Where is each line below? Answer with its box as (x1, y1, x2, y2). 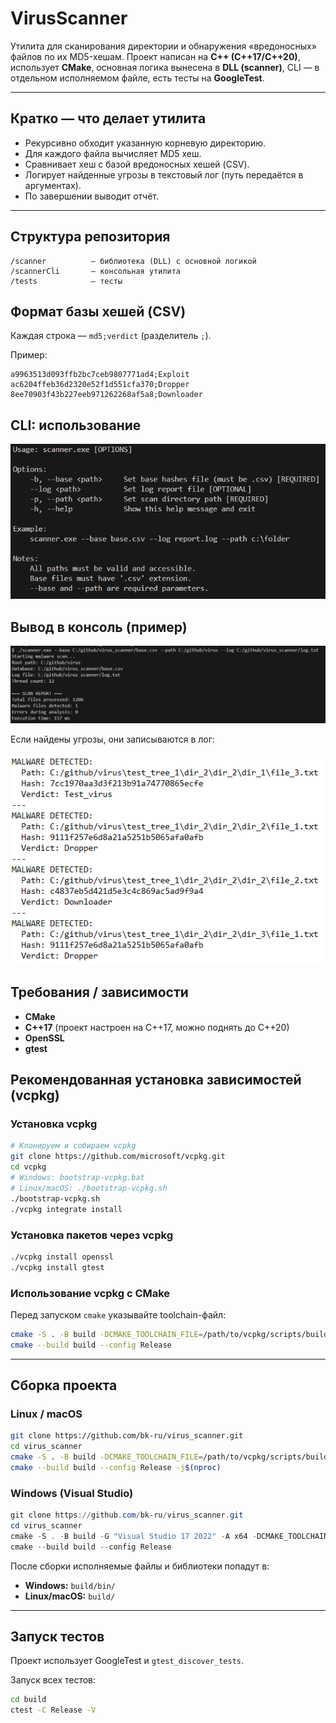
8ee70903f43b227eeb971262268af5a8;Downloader (10, 390, 203, 400)
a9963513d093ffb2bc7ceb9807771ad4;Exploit (10, 370, 190, 380)
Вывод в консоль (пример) (10, 618, 188, 636)
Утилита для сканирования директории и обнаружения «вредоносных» (10, 40, 317, 52)
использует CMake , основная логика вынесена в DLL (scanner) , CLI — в (10, 61, 320, 73)
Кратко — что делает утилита (10, 110, 207, 127)
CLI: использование (10, 417, 142, 434)
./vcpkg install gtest (10, 1262, 105, 1272)
